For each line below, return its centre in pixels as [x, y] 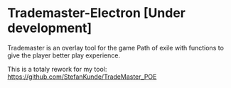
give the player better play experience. [64, 55]
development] [50, 28]
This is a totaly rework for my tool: [57, 69]
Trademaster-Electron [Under [97, 13]
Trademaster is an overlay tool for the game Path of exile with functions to [116, 48]
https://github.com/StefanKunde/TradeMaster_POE [82, 77]
